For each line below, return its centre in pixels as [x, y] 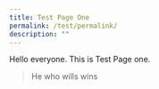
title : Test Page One [50, 17]
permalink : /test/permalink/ [63, 26]
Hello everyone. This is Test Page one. [80, 60]
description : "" [39, 34]
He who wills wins [64, 77]
